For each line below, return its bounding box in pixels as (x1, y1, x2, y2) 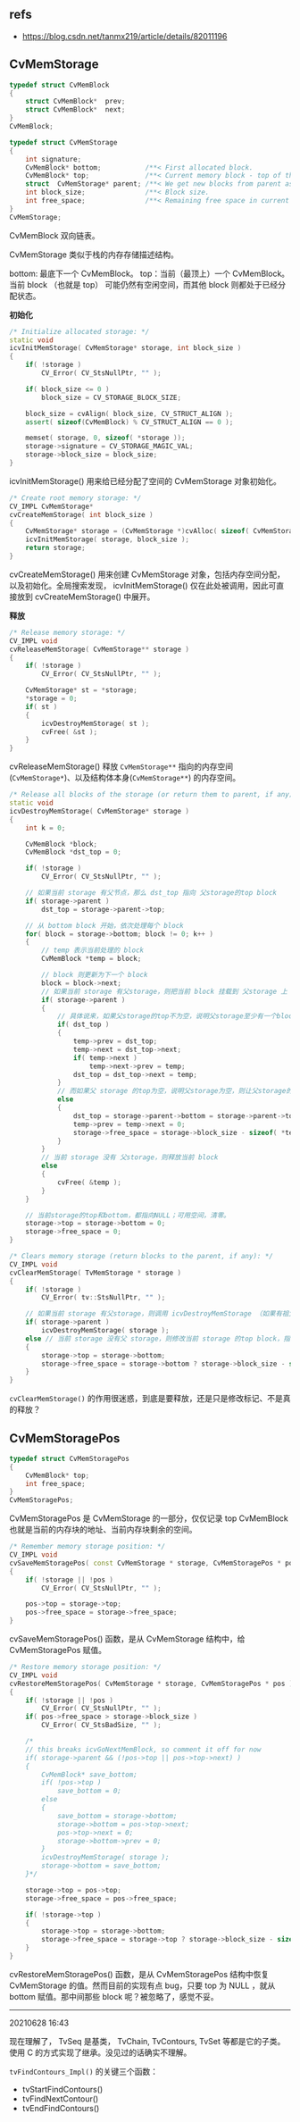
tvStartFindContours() (21, 2084, 104, 2094)
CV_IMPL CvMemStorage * (9, 502, 94, 511)
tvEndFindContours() (21, 2102, 100, 2113)
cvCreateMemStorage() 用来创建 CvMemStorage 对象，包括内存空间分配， (9, 569, 286, 580)
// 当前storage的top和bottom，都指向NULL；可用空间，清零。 (25, 1210, 230, 1220)
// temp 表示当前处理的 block (41, 946, 145, 955)
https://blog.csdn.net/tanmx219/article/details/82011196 (21, 30, 228, 41)
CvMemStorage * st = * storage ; (25, 686, 138, 695)
